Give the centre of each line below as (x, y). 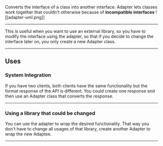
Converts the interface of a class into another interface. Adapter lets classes (81, 7)
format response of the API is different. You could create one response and (80, 91)
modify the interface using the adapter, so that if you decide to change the (79, 36)
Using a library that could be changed (50, 113)
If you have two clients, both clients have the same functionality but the (76, 86)
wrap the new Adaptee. (28, 134)
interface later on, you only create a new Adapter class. (60, 41)
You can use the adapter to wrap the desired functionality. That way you (77, 124)
